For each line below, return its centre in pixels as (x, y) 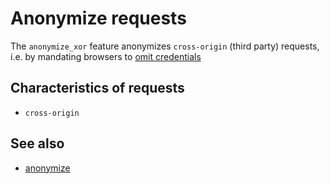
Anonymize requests (98, 18)
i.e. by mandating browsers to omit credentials (106, 56)
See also (37, 143)
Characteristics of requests (97, 88)
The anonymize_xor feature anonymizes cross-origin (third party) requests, (165, 46)
